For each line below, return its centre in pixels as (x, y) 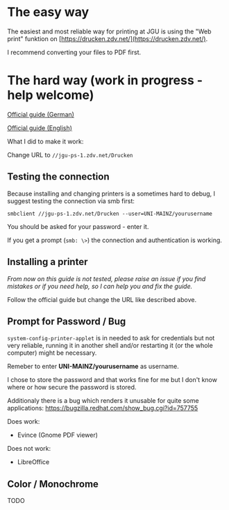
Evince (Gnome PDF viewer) (58, 435)
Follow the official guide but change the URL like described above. (102, 299)
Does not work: (29, 449)
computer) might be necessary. (52, 353)
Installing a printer (48, 262)
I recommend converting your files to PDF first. (74, 52)
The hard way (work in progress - (105, 80)
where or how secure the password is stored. (72, 388)
